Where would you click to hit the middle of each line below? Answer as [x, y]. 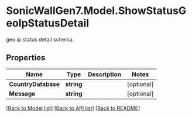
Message [22, 94]
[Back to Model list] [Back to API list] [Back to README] [73, 108]
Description [104, 74]
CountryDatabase [34, 84]
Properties [26, 58]
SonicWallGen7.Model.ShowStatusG [96, 11]
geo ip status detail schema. [40, 39]
